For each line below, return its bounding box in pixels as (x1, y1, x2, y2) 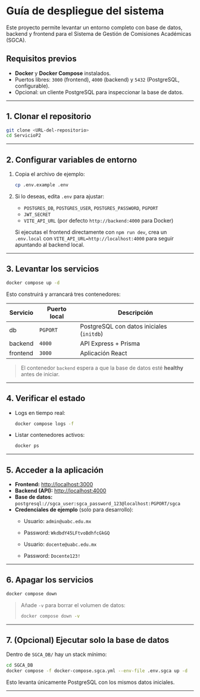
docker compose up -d (6, 280, 60, 286)
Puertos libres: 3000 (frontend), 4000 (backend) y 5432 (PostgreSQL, (14, 76, 180, 83)
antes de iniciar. (20, 370, 60, 377)
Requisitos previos (6, 54, 77, 64)
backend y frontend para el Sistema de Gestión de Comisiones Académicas (6, 30, 192, 37)
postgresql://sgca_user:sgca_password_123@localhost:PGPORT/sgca (14, 501, 180, 507)
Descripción (118, 308, 154, 317)
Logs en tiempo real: (14, 409, 65, 416)
